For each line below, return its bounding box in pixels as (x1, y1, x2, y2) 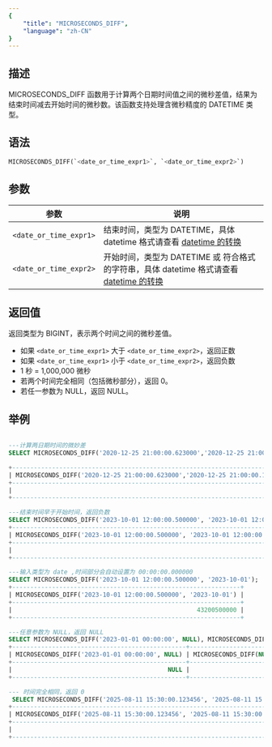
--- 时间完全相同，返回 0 (8, 688, 85, 696)
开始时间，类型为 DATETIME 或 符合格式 (103, 251, 256, 263)
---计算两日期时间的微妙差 (8, 442, 87, 450)
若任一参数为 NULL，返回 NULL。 (19, 386, 134, 396)
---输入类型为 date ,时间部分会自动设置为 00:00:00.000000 (8, 568, 193, 576)
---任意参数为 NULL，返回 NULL (8, 628, 104, 636)
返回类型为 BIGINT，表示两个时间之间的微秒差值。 (8, 329, 176, 339)
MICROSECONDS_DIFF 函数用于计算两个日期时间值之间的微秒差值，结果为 (8, 90, 257, 100)
